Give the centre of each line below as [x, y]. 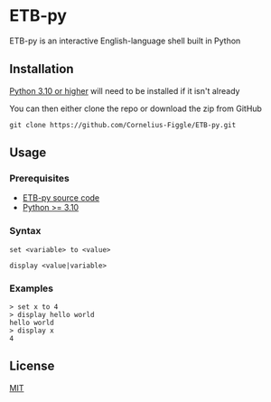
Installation [42, 69]
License [32, 366]
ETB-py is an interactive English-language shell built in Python [125, 41]
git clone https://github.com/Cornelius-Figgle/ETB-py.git [123, 125]
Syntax [25, 231]
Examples [32, 288]
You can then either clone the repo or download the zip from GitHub [135, 108]
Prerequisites [39, 179]
